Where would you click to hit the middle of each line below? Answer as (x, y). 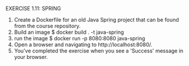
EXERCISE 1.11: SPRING (33, 8)
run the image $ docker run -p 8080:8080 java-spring (79, 38)
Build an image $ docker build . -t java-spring (69, 32)
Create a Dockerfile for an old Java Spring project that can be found (96, 20)
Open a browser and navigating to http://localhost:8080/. (83, 44)
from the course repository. (47, 26)
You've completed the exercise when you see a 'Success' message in (99, 51)
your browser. (31, 57)
